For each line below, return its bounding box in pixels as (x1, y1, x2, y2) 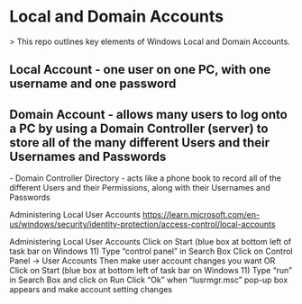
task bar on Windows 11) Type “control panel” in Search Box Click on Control (9, 246, 293, 257)
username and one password (9, 76, 177, 92)
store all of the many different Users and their (9, 135, 270, 150)
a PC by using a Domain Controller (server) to (9, 121, 269, 136)
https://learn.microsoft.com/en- (142, 210, 260, 220)
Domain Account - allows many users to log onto (9, 106, 288, 122)
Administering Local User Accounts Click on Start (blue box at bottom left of (9, 237, 292, 247)
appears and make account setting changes (9, 284, 173, 295)
